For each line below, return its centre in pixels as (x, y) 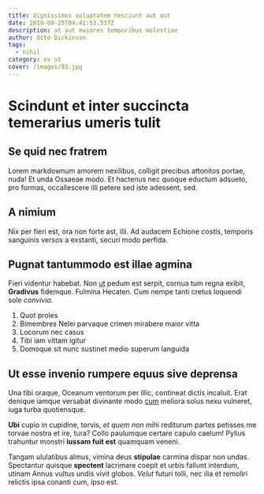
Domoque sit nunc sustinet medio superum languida (104, 349)
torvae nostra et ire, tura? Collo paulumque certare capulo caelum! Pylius (127, 433)
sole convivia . (31, 300)
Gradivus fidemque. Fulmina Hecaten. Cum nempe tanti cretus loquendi (125, 292)
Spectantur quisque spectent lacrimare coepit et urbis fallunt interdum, (124, 466)
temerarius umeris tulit (85, 122)
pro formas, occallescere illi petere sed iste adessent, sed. (103, 187)
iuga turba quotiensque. (47, 410)
